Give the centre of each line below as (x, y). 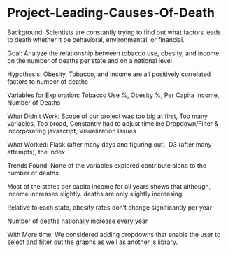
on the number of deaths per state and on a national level (90, 60)
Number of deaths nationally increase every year (78, 221)
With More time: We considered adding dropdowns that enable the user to (114, 234)
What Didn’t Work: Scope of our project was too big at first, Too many (108, 116)
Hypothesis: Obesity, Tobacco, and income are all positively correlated (109, 74)
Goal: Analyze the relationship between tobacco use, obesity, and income (113, 53)
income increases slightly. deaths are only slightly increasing (95, 194)
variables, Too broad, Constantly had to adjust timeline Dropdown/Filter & (113, 123)
